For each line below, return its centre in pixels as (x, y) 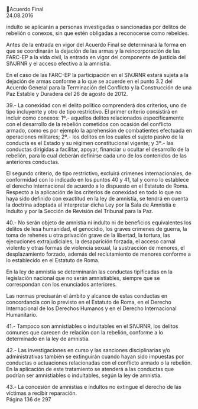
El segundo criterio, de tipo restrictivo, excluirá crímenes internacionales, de (99, 173)
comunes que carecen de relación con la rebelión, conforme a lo (85, 332)
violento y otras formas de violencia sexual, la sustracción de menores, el (95, 248)
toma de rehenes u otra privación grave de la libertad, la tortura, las (88, 235)
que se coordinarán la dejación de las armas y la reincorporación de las (93, 51)
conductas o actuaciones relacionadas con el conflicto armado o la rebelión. (99, 363)
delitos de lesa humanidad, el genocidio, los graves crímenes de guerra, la (97, 229)
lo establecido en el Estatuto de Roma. (53, 260)
